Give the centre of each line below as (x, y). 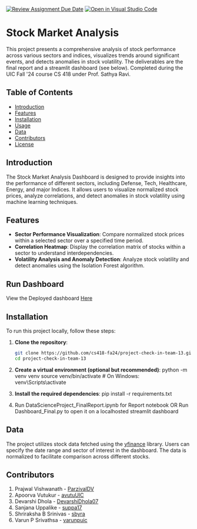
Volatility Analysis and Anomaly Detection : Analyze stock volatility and (102, 259)
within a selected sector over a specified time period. (79, 240)
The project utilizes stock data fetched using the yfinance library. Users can (98, 444)
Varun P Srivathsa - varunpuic (51, 520)
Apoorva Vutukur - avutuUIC (49, 495)
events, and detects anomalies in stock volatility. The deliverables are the (95, 61)
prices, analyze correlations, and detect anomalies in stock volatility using (96, 195)
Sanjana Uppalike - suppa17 (48, 508)
